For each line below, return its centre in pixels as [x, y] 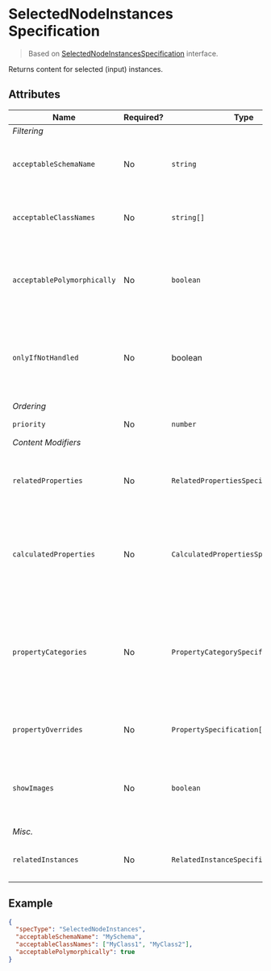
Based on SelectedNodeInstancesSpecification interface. [123, 53]
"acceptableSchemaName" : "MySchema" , [79, 937]
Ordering [29, 406]
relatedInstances [46, 859]
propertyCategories [50, 652]
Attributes [34, 95]
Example [31, 904]
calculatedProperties [54, 554]
